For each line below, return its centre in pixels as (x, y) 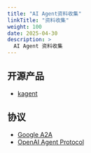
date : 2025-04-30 (33, 33)
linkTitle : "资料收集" (38, 20)
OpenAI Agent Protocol (51, 142)
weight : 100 (24, 27)
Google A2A (35, 134)
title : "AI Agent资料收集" (44, 14)
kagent (27, 93)
